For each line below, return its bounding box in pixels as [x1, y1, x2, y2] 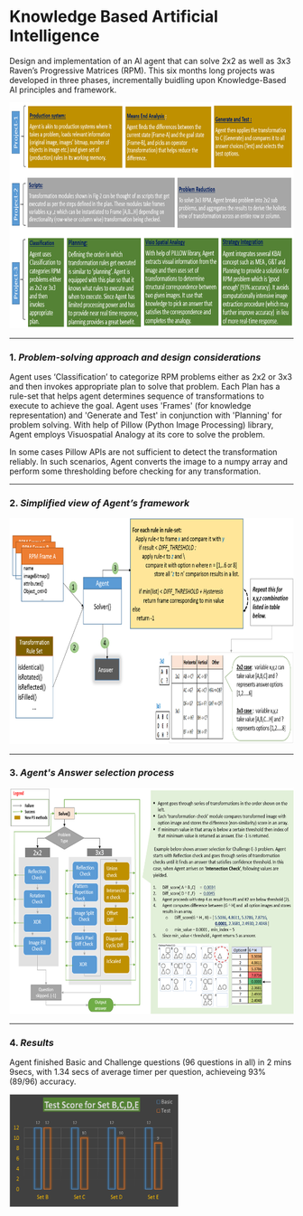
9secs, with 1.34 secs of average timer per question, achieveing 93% [9, 1067, 266, 1078]
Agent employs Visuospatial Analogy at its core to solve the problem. [9, 429, 266, 440]
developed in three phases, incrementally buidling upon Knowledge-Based [9, 74, 287, 85]
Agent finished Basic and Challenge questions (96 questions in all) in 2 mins [9, 1057, 292, 1068]
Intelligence [9, 25, 100, 46]
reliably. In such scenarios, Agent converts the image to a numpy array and [9, 457, 289, 467]
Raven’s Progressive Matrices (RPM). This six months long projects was [9, 65, 275, 76]
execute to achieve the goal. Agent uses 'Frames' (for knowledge [9, 401, 252, 411]
